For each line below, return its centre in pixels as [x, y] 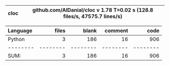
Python [16, 39]
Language [20, 31]
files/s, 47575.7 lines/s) [93, 16]
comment [116, 31]
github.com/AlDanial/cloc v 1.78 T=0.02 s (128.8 [93, 10]
